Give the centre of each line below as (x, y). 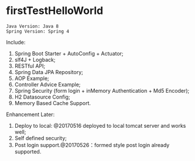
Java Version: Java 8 (32, 26)
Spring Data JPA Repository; (49, 72)
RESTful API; (30, 66)
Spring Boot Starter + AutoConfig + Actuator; (69, 53)
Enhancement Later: (30, 114)
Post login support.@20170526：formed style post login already (92, 145)
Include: (16, 42)
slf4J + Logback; (35, 60)
